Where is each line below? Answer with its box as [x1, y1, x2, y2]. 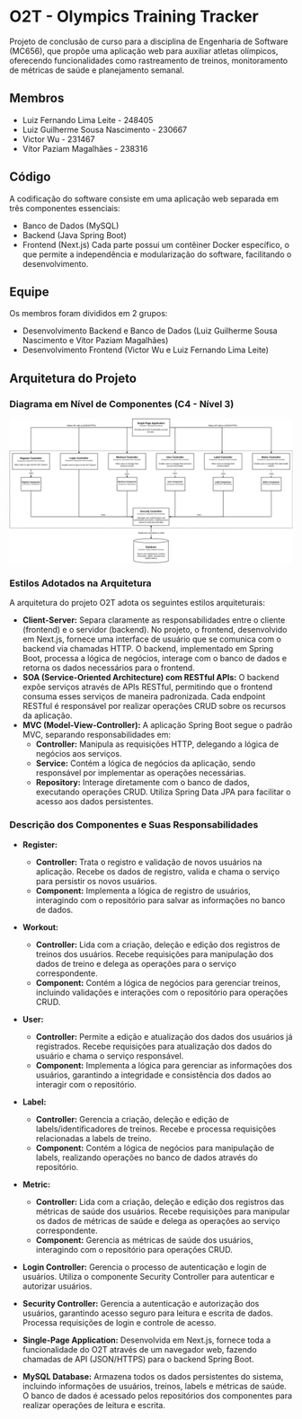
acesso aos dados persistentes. [35, 796, 155, 807]
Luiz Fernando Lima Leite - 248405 [22, 114, 154, 125]
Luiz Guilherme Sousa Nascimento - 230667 [22, 124, 188, 135]
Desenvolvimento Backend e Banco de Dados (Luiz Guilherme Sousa [22, 325, 278, 336]
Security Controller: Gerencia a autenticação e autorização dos [22, 1298, 260, 1308]
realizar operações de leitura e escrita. [22, 1399, 166, 1410]
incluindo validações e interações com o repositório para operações [35, 987, 289, 998]
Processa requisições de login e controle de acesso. [22, 1317, 217, 1327]
